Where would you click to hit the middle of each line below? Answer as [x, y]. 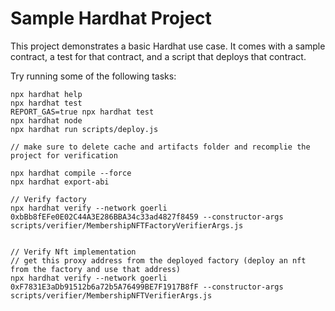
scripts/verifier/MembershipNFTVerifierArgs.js [111, 295]
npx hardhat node [46, 120]
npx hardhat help [46, 94]
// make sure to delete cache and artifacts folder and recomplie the [160, 147]
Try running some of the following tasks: [93, 76]
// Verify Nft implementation [73, 252]
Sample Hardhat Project [111, 18]
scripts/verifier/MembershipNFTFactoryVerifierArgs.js [127, 225]
